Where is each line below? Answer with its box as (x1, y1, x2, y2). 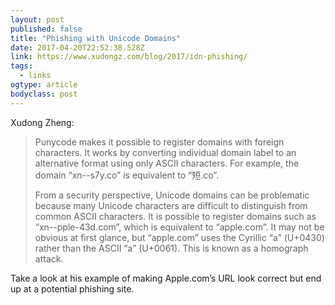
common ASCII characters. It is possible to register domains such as (34, 210, 317, 222)
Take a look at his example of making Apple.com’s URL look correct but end (10, 272, 322, 284)
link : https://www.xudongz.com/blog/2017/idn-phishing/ (10, 52, 248, 62)
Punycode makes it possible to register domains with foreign (34, 136, 285, 148)
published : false (10, 24, 83, 34)
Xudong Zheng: (10, 116, 75, 128)
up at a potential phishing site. (10, 282, 135, 295)
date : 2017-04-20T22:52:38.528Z (10, 42, 145, 53)
